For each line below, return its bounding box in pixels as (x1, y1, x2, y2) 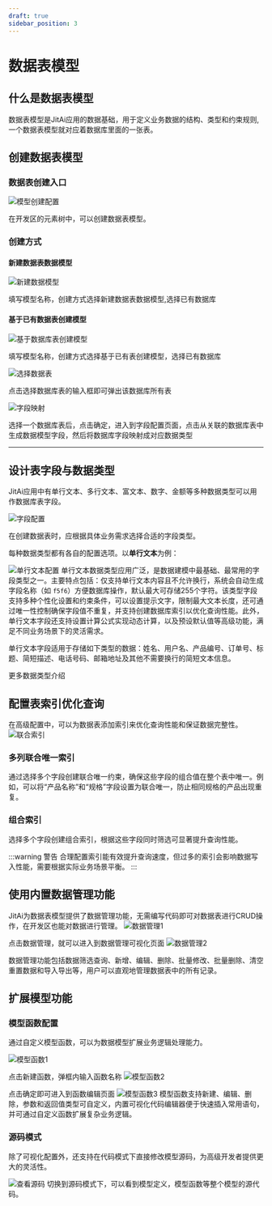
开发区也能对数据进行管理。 (29, 920, 122, 931)
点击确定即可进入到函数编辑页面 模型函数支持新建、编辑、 (8, 1089, 245, 1099)
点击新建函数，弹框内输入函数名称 (8, 1072, 122, 1081)
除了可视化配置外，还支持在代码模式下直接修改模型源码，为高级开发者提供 (8, 1151, 257, 1161)
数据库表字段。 (15, 497, 66, 507)
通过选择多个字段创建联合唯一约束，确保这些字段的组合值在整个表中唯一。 (8, 772, 257, 782)
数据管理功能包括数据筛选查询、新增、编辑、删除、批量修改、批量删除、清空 (8, 955, 264, 965)
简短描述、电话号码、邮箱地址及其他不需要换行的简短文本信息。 (22, 653, 236, 664)
